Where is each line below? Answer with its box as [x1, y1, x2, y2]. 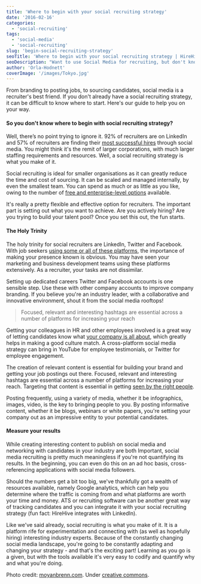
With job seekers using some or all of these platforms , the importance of [6, 247, 185, 254]
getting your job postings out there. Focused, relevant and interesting [6, 370, 177, 377]
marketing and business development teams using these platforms [6, 259, 170, 267]
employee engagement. [6, 352, 65, 359]
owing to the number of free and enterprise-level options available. [6, 189, 172, 196]
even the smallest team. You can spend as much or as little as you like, [6, 182, 181, 190]
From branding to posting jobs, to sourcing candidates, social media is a [6, 86, 184, 94]
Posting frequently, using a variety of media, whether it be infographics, [6, 394, 183, 402]
